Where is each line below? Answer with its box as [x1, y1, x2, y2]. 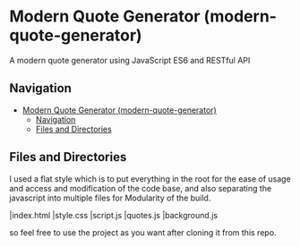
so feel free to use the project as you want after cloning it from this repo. [9, 226, 277, 238]
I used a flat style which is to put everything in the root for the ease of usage [9, 173, 291, 184]
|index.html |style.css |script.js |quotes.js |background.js [9, 209, 218, 220]
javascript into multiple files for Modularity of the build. [9, 192, 211, 203]
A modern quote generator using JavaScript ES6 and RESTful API [9, 55, 251, 65]
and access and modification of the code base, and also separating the [9, 183, 272, 193]
